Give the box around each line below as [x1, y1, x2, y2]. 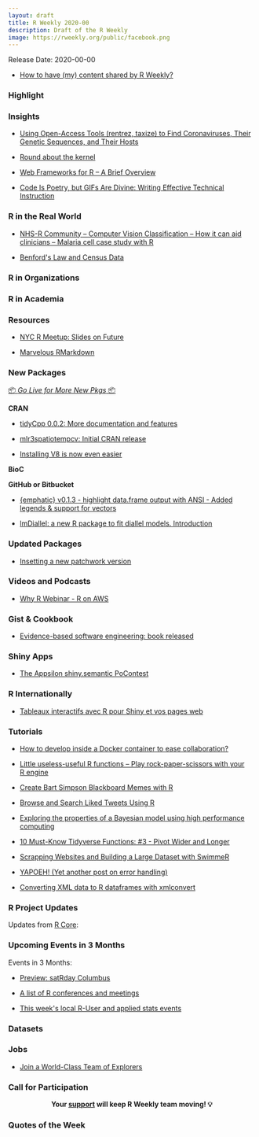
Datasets [8, 1023, 43, 1034]
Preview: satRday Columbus [19, 973, 111, 982]
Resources [8, 314, 50, 325]
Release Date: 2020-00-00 [8, 55, 96, 65]
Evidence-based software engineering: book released [19, 631, 194, 641]
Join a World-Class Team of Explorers [19, 1061, 143, 1071]
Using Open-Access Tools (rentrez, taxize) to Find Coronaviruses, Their [19, 129, 251, 138]
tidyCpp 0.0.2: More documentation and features [19, 419, 178, 429]
